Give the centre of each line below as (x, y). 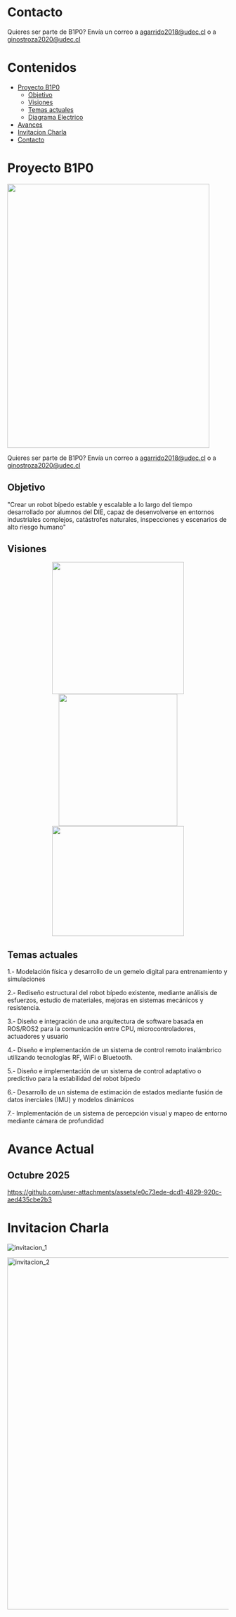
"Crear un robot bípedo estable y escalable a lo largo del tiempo (100, 504)
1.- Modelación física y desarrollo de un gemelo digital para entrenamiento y (117, 972)
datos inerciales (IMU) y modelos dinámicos (71, 1100)
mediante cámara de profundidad (55, 1121)
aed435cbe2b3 (30, 1200)
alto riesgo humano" (37, 527)
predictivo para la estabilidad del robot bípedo (74, 1079)
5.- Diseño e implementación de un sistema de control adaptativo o (104, 1071)
